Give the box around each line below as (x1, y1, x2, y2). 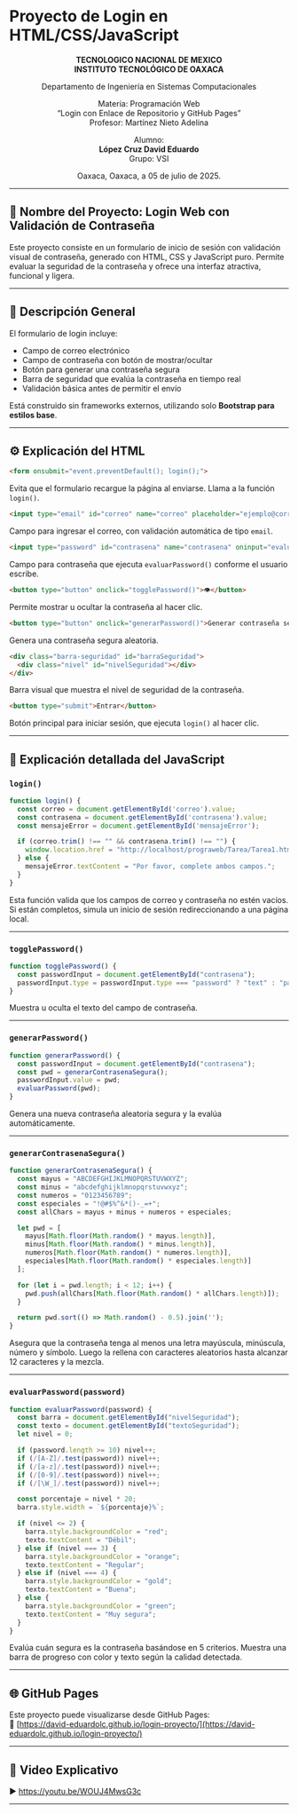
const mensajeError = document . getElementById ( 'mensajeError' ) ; (17, 821, 260, 830)
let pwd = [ (17, 1224, 62, 1232)
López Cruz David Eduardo (98, 144, 200, 154)
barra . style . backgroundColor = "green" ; (25, 1601, 176, 1611)
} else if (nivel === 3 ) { (17, 1543, 117, 1553)
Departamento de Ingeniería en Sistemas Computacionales (41, 81, 257, 91)
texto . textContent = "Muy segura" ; (25, 1610, 157, 1619)
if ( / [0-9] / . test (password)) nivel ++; (17, 1470, 161, 1479)
